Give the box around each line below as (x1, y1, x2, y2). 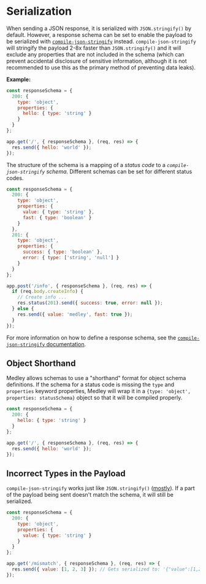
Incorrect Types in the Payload (6, 468, 126, 478)
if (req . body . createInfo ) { (12, 289, 84, 295)
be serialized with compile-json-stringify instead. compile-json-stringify (6, 37, 196, 45)
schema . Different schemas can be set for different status (46, 168, 193, 175)
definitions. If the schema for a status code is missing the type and (6, 381, 175, 388)
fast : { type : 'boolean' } (22, 214, 92, 220)
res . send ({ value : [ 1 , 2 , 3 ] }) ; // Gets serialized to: (12, 566, 161, 572)
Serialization (6, 4, 72, 18)
